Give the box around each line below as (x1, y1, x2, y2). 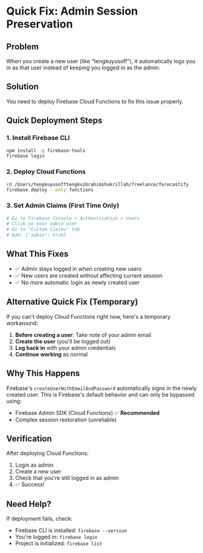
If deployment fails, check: (6, 515, 73, 523)
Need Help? (6, 499, 52, 509)
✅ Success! (15, 481, 44, 488)
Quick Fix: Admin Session (6, 4, 139, 18)
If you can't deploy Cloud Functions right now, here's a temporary (6, 313, 171, 320)
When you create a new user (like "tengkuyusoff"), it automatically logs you (6, 58, 196, 64)
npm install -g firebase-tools (6, 147, 86, 153)
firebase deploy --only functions (6, 187, 94, 193)
